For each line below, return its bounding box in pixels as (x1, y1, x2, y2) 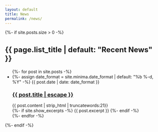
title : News (5, 12, 29, 17)
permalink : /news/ (5, 16, 42, 21)
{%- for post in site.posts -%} (12, 69, 72, 75)
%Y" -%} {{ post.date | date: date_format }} (12, 79, 99, 85)
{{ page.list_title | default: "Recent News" (5, 45, 153, 54)
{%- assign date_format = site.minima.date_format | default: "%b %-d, (12, 74, 154, 79)
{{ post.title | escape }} (12, 91, 74, 98)
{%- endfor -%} (12, 113, 44, 119)
